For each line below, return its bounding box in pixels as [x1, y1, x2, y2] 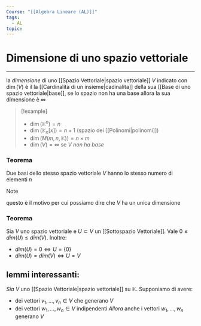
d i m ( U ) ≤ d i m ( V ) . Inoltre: [6, 234, 67, 241]
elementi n [6, 175, 32, 183]
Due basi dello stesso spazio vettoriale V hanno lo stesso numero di [6, 169, 173, 177]
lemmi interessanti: [6, 270, 80, 280]
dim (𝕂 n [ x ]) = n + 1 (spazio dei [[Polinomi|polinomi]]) [29, 127, 159, 135]
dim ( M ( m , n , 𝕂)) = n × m [29, 134, 90, 142]
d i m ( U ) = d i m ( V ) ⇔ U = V [14, 252, 81, 259]
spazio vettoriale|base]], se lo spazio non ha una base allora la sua [6, 89, 170, 97]
